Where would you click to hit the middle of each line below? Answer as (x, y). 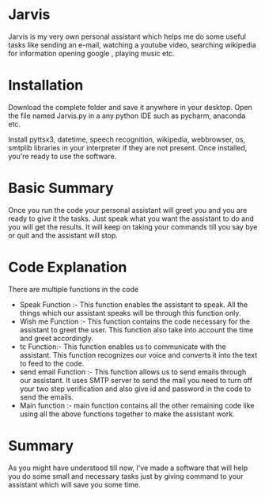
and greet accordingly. (56, 338)
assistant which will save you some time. (74, 484)
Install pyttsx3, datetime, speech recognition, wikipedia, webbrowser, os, (127, 139)
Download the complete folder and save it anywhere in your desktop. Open (131, 107)
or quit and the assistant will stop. (63, 235)
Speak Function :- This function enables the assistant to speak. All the (134, 304)
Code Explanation (68, 267)
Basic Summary (61, 188)
